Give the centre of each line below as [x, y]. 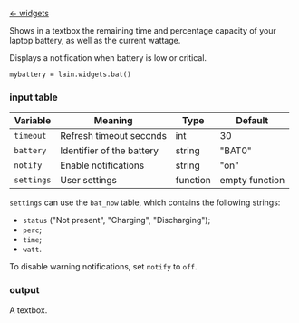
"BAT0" [236, 151]
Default [252, 121]
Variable [33, 121]
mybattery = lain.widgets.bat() [70, 74]
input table [34, 97]
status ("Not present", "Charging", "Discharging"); [116, 220]
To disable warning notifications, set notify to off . [103, 267]
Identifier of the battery [109, 151]
